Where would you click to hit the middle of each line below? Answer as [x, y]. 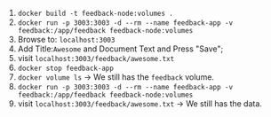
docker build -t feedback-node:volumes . [95, 13]
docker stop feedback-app [65, 68]
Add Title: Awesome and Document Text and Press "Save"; [120, 49]
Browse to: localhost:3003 [66, 39]
